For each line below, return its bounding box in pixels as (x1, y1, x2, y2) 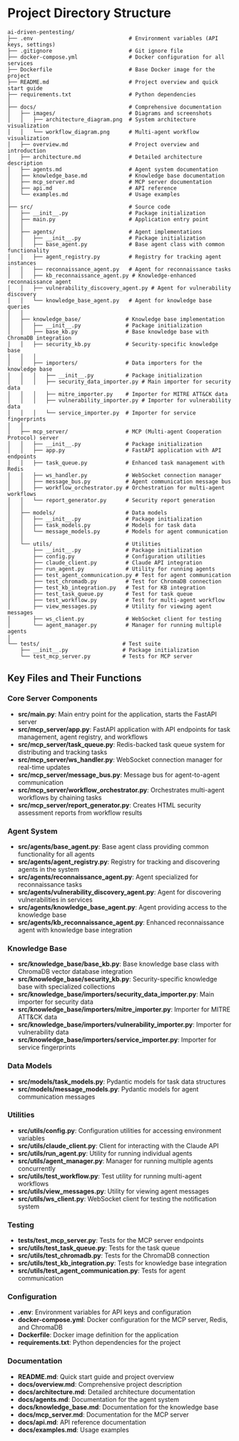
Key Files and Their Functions (7, 672, 142, 684)
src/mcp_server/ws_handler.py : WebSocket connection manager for (17, 755, 223, 764)
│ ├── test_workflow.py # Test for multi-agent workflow (7, 596, 225, 604)
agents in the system (17, 865, 80, 873)
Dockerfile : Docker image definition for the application (17, 1330, 179, 1339)
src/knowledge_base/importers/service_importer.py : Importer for (17, 1036, 217, 1044)
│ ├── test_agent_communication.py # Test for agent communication (7, 571, 232, 579)
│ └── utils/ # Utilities (7, 540, 161, 547)
